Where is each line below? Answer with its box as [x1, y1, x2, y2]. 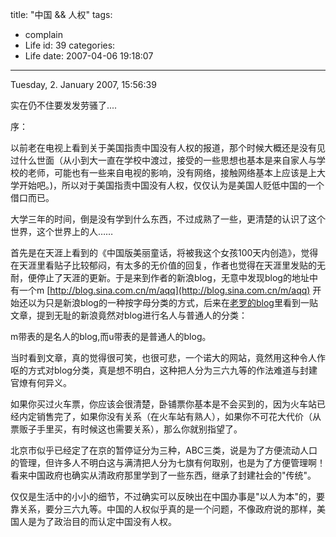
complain [24, 29, 63, 40]
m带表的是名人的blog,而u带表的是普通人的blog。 [10, 331, 212, 342]
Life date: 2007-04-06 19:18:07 [24, 50, 154, 62]
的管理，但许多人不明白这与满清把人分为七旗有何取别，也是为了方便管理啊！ [10, 457, 326, 468]
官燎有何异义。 [10, 377, 72, 388]
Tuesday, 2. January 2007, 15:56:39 [10, 79, 157, 90]
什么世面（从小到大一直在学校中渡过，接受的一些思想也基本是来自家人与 [18, 154, 317, 166]
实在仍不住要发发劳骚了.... [10, 99, 118, 111]
